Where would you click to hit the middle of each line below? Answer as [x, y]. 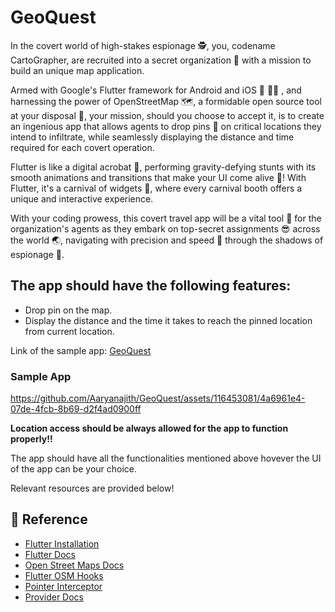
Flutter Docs [50, 554]
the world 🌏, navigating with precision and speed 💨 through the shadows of [167, 240]
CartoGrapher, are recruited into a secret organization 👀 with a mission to [161, 60]
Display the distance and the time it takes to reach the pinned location [168, 320]
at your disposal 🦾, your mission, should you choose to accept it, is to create [167, 115]
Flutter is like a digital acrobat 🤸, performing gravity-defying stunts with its [163, 167]
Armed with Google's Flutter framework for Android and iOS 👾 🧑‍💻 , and [156, 90]
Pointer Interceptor [63, 586]
